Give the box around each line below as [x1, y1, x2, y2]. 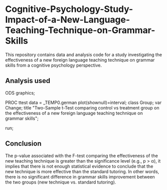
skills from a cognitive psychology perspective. [5, 62, 102, 68]
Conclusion [5, 139, 42, 148]
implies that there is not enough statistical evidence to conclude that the [5, 163, 154, 169]
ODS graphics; [5, 90, 35, 95]
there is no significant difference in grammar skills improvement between [5, 174, 156, 180]
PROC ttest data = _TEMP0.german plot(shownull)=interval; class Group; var [5, 99, 162, 105]
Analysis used [5, 77, 51, 85]
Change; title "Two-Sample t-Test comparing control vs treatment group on [5, 104, 160, 110]
